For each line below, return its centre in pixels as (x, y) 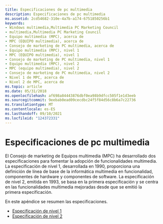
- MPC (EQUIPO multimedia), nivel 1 (42, 55)
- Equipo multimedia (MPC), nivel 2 (42, 64)
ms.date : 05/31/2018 (26, 91)
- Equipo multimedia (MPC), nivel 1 (42, 50)
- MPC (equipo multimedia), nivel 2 (42, 69)
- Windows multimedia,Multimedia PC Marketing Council (62, 28)
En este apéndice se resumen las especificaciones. (56, 201)
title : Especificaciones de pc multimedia (49, 9)
